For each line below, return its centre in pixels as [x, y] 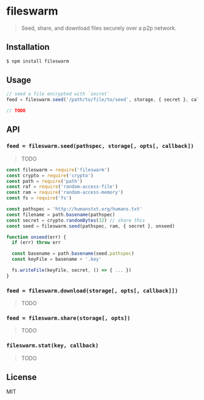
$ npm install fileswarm [38, 61]
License [22, 377]
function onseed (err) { [36, 237]
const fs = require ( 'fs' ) [39, 198]
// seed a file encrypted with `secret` [58, 94]
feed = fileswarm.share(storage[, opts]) [68, 318]
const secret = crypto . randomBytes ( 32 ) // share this [76, 220]
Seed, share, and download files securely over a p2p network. [99, 28]
